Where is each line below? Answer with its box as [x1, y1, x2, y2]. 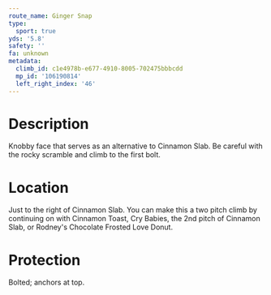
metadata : [8, 58, 42, 66]
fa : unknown [8, 49, 49, 58]
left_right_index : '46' [15, 79, 96, 88]
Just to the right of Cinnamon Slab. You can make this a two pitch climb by [8, 205, 258, 215]
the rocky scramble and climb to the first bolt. [8, 150, 161, 160]
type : [8, 19, 27, 28]
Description [8, 114, 89, 133]
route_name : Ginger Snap [8, 11, 92, 20]
